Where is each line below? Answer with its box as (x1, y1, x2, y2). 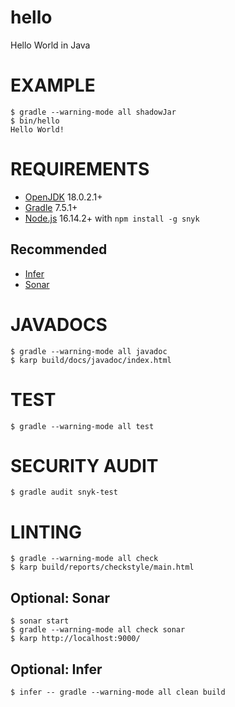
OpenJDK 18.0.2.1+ (24, 191, 103, 203)
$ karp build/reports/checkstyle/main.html (10, 562, 195, 573)
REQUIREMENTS (10, 158, 150, 181)
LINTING (10, 521, 82, 543)
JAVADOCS (10, 313, 108, 336)
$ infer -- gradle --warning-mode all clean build (10, 687, 226, 697)
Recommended (10, 241, 108, 258)
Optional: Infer (10, 661, 103, 678)
